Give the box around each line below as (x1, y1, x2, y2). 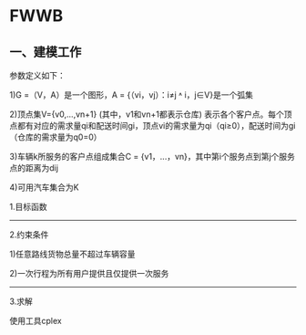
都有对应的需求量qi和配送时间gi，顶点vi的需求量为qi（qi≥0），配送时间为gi (16, 120, 296, 131)
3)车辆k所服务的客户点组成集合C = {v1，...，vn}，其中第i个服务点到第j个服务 (9, 152, 296, 162)
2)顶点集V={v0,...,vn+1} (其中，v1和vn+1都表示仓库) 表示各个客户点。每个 (9, 109, 284, 120)
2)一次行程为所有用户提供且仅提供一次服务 (9, 268, 169, 278)
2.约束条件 (9, 229, 49, 240)
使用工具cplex (9, 316, 62, 326)
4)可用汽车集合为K (9, 182, 79, 193)
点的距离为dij (9, 162, 59, 173)
